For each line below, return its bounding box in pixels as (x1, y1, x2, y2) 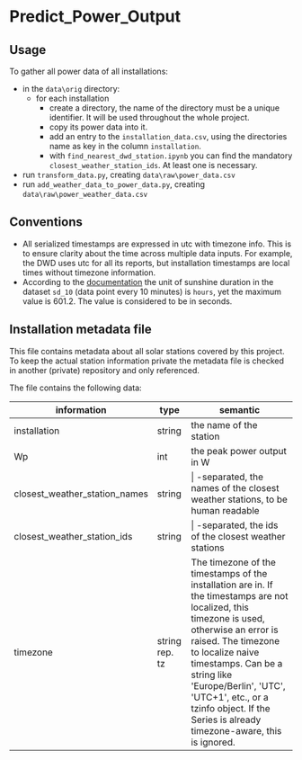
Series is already (191, 713, 262, 726)
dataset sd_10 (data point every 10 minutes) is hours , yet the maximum (22, 286, 281, 297)
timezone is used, (191, 612, 265, 624)
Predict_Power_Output (9, 6, 182, 27)
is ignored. (191, 736, 235, 748)
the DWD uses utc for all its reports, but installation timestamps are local (22, 257, 290, 268)
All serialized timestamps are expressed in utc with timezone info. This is (22, 238, 292, 249)
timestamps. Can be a (191, 657, 283, 669)
